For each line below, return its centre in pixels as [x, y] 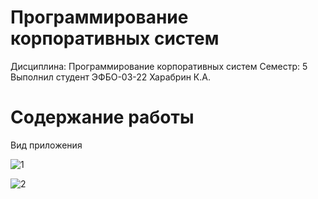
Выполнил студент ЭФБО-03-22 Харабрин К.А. [110, 77]
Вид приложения [46, 145]
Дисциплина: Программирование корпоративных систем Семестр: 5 [159, 66]
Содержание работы [102, 117]
